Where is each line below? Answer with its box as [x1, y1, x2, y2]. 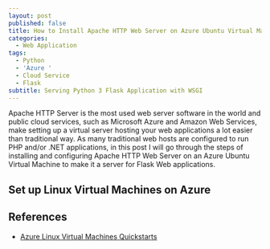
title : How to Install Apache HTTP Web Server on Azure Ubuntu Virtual [8, 27, 253, 35]
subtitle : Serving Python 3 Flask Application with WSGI [8, 86, 203, 95]
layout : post [8, 11, 52, 20]
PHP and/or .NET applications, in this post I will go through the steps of [8, 142, 243, 153]
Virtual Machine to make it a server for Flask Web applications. [8, 160, 215, 169]
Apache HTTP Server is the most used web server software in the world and [8, 108, 261, 118]
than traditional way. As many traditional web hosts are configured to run [8, 134, 249, 144]
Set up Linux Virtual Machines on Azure [8, 182, 211, 197]
